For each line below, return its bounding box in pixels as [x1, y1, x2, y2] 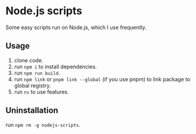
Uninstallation [5, 106, 59, 116]
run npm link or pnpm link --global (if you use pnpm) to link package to [14, 75, 191, 82]
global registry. [14, 82, 51, 89]
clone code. [14, 56, 44, 63]
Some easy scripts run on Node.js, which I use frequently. [5, 24, 147, 31]
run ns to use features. [14, 88, 69, 95]
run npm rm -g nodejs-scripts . [5, 121, 81, 128]
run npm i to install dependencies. [14, 63, 97, 70]
